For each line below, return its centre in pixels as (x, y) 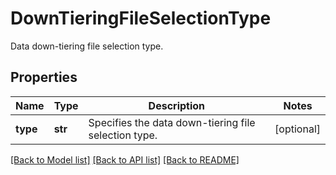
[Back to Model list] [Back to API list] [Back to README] (125, 159)
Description (177, 105)
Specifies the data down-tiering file (172, 122)
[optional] (297, 129)
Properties (44, 77)
